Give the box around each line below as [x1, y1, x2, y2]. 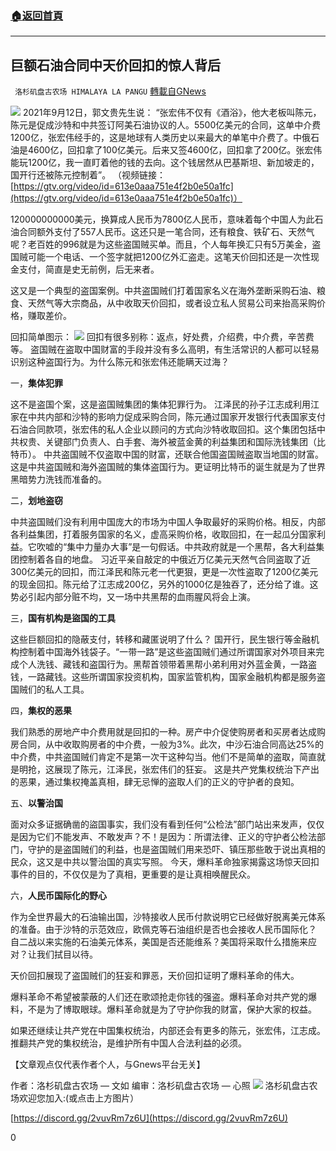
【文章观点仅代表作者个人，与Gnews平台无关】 [10, 1058, 206, 1071]
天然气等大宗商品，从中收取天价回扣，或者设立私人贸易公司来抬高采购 [27, 297, 317, 309]
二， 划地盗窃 [10, 495, 63, 507]
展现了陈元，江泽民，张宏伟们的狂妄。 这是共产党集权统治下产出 [53, 763, 320, 776]
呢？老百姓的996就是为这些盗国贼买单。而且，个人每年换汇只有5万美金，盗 [10, 238, 322, 251]
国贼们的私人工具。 [10, 683, 90, 696]
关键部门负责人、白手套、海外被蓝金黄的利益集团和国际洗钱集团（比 [44, 436, 326, 448]
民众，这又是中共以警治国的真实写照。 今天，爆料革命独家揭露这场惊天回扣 [10, 856, 320, 868]
